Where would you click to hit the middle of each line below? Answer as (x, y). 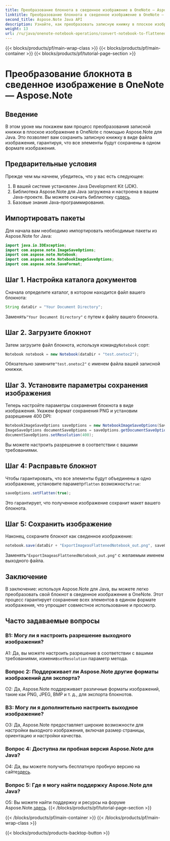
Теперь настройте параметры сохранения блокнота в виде (70, 406)
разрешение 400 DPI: (28, 416)
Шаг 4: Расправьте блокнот (51, 466)
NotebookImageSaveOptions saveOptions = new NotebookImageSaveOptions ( (82, 426)
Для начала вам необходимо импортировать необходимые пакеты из (81, 230)
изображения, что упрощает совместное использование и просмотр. (81, 605)
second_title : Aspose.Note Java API (44, 19)
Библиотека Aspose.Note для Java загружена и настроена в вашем (85, 192)
